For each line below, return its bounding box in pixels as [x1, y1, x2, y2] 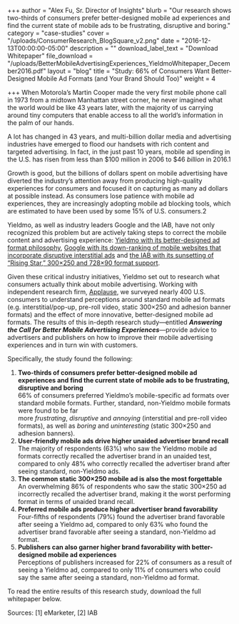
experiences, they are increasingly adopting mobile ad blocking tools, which [7, 199, 231, 208]
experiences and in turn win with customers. [7, 341, 138, 349]
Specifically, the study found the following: [7, 355, 133, 363]
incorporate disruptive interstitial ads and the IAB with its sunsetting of [7, 251, 214, 259]
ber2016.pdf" [7, 67, 46, 75]
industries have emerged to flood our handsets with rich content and [7, 140, 209, 149]
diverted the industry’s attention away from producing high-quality [7, 176, 203, 185]
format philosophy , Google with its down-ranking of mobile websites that [7, 243, 221, 252]
